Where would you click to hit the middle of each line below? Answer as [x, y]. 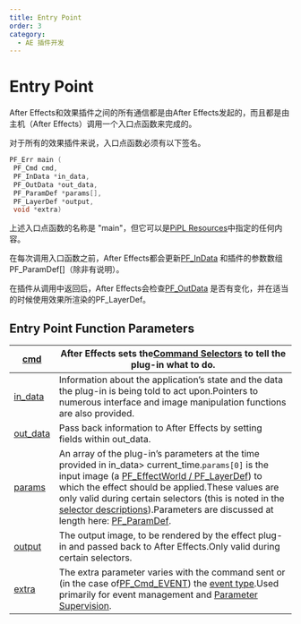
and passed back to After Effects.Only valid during [174, 547]
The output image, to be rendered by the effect [157, 535]
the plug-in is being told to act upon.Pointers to [158, 391]
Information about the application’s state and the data [171, 380]
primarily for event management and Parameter [158, 594]
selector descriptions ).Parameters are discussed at [166, 509]
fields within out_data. [105, 440]
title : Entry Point [46, 17]
